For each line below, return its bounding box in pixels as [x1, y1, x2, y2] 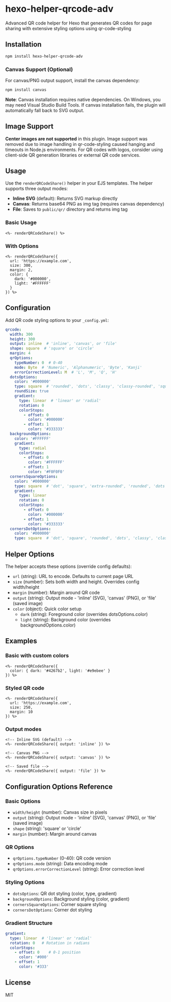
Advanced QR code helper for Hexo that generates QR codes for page [5, 20, 152, 26]
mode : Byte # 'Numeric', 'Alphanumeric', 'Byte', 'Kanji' [14, 365, 142, 370]
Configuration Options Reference [5, 782, 113, 791]
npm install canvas [5, 87, 47, 92]
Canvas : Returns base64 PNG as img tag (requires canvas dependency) [12, 201, 164, 207]
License [5, 978, 31, 987]
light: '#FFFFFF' [14, 281, 51, 286]
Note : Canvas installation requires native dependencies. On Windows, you [5, 96, 161, 103]
